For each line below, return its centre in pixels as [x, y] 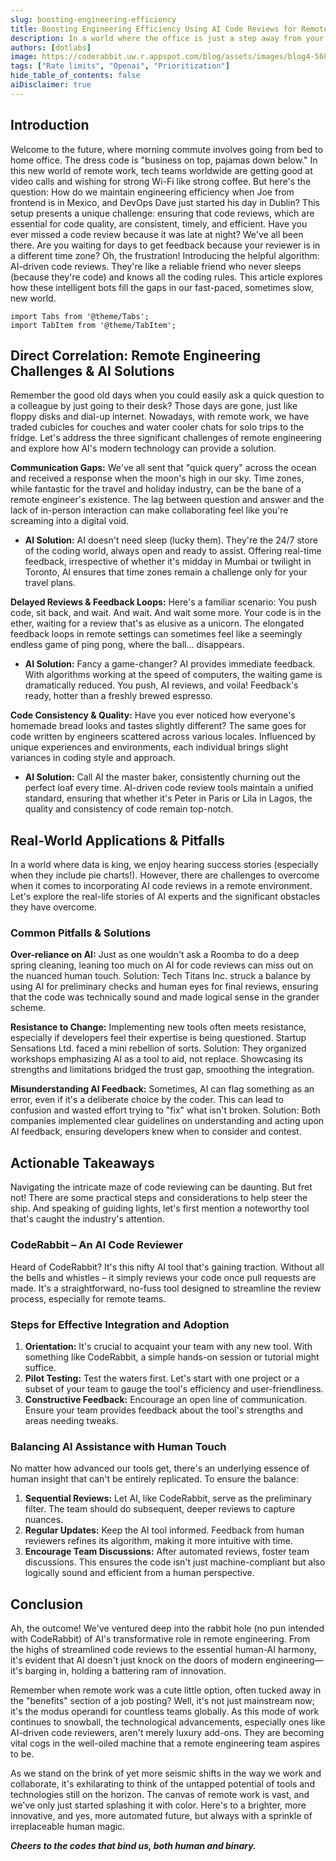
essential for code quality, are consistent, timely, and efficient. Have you [159, 223]
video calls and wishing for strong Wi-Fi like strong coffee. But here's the [161, 181]
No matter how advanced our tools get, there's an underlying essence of [160, 1468]
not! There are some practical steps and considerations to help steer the [159, 1198]
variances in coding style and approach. [93, 758]
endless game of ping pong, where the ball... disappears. [127, 645]
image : [24, 57]
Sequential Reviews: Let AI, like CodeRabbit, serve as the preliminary [168, 1498]
